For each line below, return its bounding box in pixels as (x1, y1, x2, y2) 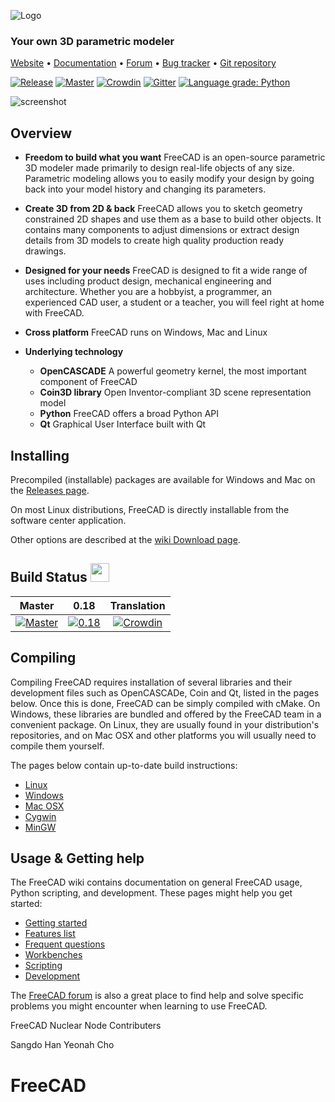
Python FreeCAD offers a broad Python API (39, 408, 220, 420)
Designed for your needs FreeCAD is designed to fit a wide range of (24, 265, 308, 277)
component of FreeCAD (39, 376, 138, 388)
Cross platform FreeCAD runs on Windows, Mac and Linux (24, 326, 268, 339)
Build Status (10, 569, 88, 586)
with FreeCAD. (24, 307, 85, 319)
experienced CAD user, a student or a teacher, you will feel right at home (24, 296, 325, 309)
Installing (10, 447, 70, 464)
